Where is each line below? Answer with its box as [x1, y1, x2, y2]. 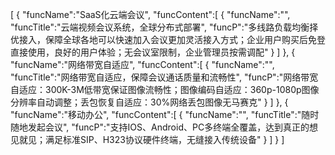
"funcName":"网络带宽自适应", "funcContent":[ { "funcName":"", [10, 59, 275, 70]
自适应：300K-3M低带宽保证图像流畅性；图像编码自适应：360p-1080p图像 [10, 84, 320, 95]
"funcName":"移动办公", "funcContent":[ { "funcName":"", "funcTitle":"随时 [10, 109, 320, 120]
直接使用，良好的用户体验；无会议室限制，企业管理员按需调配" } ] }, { [10, 46, 296, 58]
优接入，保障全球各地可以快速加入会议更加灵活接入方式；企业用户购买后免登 [10, 34, 326, 45]
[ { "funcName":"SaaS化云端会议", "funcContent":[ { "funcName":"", [10, 9, 291, 20]
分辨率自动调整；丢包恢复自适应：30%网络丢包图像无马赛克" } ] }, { [10, 96, 289, 108]
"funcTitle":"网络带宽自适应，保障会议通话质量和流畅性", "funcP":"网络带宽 [10, 71, 319, 83]
